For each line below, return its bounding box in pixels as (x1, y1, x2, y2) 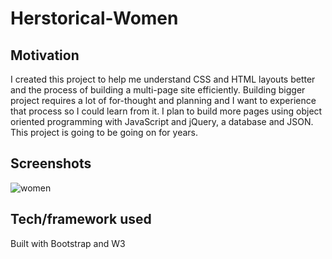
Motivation (10, 47, 80, 64)
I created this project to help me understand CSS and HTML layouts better (10, 73, 316, 85)
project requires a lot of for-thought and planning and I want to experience (10, 95, 317, 106)
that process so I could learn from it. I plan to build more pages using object (10, 105, 323, 117)
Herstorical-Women (10, 7, 179, 30)
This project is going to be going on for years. (10, 127, 199, 138)
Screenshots (10, 155, 92, 172)
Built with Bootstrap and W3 (10, 237, 126, 249)
